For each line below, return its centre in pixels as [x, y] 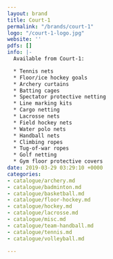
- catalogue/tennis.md [40, 232]
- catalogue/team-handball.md [51, 226]
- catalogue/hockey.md [40, 206]
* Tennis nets [33, 71]
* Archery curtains [41, 84]
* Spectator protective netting [60, 97]
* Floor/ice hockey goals [51, 78]
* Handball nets [37, 136]
